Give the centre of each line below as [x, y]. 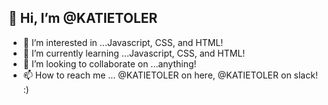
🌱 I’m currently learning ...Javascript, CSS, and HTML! [134, 53]
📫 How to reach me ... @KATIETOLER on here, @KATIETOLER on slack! [170, 75]
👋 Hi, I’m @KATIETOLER [83, 18]
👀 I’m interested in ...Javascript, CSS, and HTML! [123, 42]
